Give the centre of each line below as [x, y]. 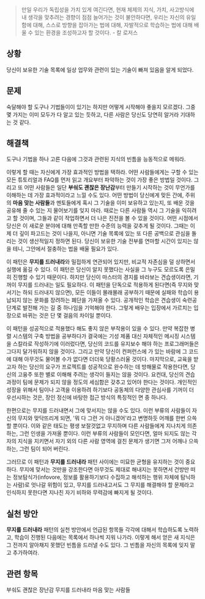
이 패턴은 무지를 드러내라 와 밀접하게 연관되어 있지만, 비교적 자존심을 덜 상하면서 [101, 262]
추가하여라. [26, 553]
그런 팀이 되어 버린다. [45, 449]
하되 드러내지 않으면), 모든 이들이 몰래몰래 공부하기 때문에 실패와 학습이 [107, 292]
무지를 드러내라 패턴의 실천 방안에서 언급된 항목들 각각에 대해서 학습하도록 [94, 530]
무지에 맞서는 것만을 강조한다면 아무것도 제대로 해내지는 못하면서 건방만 [104, 470]
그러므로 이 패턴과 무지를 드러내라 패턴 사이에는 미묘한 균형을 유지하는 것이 [95, 462]
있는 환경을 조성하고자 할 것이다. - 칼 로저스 [86, 32]
